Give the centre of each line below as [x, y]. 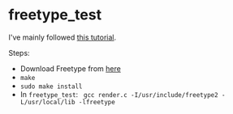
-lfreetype [97, 102]
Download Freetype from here [71, 68]
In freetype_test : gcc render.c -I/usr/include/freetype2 [119, 94]
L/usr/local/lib [47, 102]
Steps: [19, 53]
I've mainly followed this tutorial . [63, 37]
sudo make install [51, 87]
